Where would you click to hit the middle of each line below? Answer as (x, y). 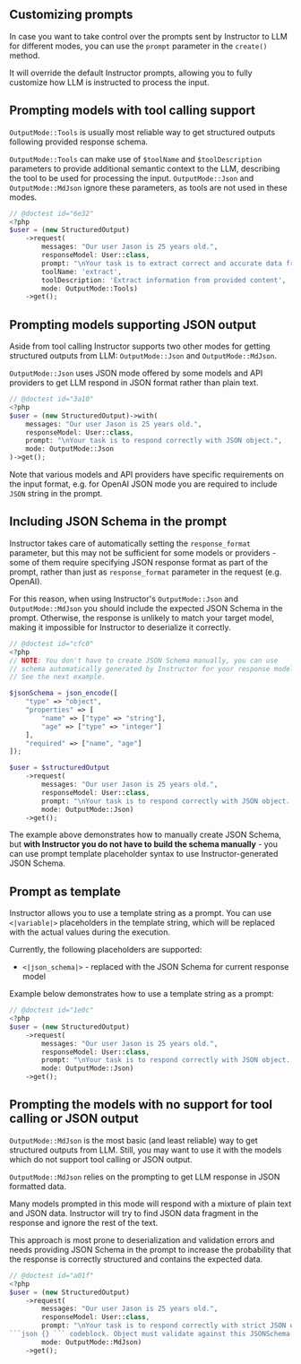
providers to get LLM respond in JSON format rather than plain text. (134, 383)
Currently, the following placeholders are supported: (106, 950)
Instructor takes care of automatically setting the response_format (130, 543)
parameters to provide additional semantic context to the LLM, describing (145, 168)
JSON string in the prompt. (56, 494)
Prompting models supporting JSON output (133, 325)
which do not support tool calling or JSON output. (101, 1159)
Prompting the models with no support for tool (141, 1105)
